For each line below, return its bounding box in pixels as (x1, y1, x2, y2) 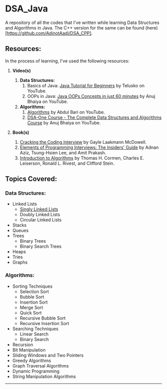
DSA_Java (5, 3, 48, 14)
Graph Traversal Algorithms (12, 363, 69, 369)
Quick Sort (19, 310, 42, 316)
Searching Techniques (12, 326, 59, 332)
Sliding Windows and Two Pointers (12, 352, 83, 358)
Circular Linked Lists (19, 217, 62, 223)
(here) (145, 24, 158, 30)
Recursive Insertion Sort (19, 320, 70, 326)
